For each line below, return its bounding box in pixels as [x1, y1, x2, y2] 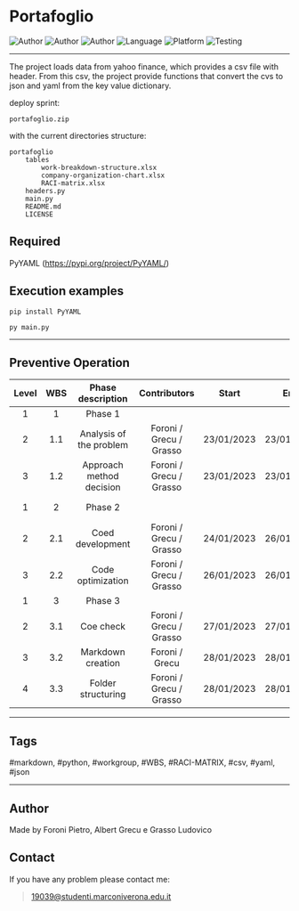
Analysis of [79, 427, 126, 440]
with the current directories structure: [9, 130, 147, 141]
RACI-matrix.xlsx [41, 178, 105, 188]
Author [9, 801, 49, 816]
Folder [89, 677, 117, 689]
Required [9, 234, 61, 249]
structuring [79, 688, 126, 701]
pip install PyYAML [9, 307, 82, 316]
